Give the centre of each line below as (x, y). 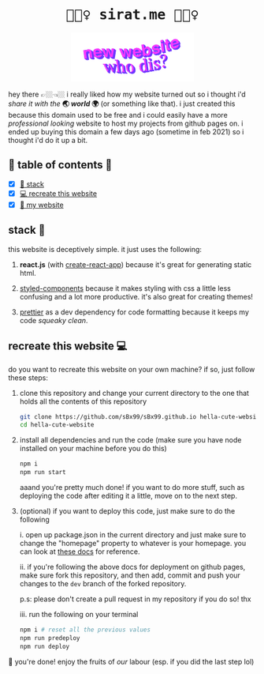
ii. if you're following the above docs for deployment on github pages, (132, 567)
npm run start (43, 473)
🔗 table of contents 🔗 (60, 165)
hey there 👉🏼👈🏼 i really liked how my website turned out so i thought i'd (127, 94)
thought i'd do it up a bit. (48, 140)
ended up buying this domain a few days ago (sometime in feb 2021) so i (126, 131)
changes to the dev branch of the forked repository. (103, 584)
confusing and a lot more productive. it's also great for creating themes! (136, 296)
